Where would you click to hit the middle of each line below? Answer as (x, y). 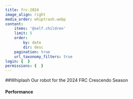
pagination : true (32, 52)
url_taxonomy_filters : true (43, 57)
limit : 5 (23, 33)
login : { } (17, 61)
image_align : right (25, 15)
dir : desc (33, 47)
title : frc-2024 (22, 10)
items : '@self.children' (40, 29)
